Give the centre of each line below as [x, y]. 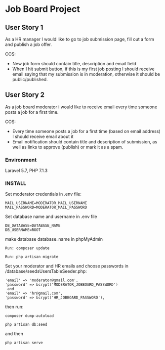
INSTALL [16, 183]
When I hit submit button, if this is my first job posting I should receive [83, 69]
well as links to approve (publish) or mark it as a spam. [68, 147]
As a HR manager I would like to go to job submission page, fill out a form [80, 39]
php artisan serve [24, 343]
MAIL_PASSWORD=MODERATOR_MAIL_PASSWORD [46, 208]
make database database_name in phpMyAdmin [54, 239]
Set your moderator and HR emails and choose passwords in [67, 266]
